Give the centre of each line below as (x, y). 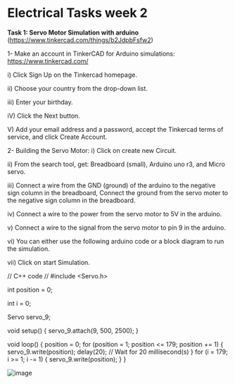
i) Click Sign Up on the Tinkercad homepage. (72, 75)
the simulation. (29, 249)
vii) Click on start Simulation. (49, 262)
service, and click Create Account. (57, 137)
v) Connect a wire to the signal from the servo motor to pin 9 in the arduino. (117, 228)
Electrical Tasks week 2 (77, 13)
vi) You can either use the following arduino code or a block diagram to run (116, 241)
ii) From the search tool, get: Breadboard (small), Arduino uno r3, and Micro (116, 164)
